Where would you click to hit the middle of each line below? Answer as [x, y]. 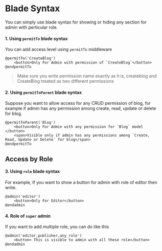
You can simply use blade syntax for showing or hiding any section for [76, 22]
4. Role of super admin [28, 216]
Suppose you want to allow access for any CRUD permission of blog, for [78, 103]
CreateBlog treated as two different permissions [65, 81]
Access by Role [29, 159]
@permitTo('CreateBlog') [30, 58]
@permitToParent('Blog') [30, 123]
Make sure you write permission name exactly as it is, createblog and [87, 76]
